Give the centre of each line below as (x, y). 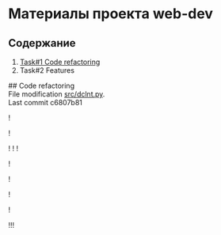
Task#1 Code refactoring (60, 62)
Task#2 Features (47, 70)
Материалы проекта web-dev (111, 14)
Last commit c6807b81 (46, 102)
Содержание (42, 43)
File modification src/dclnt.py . (57, 94)
